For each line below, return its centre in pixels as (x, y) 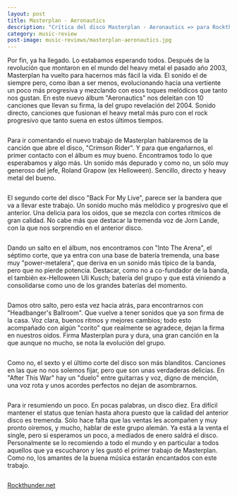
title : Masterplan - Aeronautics (56, 21)
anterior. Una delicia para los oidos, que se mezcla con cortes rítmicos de (114, 213)
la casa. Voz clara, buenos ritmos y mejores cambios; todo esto (99, 321)
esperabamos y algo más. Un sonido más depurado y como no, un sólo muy (118, 163)
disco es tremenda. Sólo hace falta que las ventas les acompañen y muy (113, 420)
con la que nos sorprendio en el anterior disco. (75, 228)
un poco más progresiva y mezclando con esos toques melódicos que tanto (117, 91)
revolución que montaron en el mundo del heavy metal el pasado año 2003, (117, 68)
